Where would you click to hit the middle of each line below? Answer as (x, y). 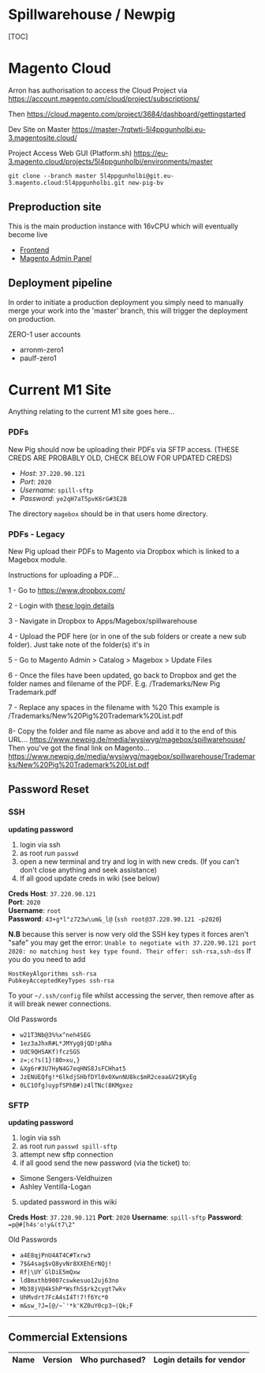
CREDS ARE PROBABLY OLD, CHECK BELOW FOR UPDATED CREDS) (120, 458)
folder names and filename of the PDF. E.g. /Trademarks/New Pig (114, 684)
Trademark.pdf (32, 692)
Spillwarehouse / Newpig (92, 15)
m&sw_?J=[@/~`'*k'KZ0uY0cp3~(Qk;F (76, 1306)
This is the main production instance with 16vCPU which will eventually (123, 226)
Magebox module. (37, 560)
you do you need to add (47, 959)
